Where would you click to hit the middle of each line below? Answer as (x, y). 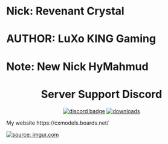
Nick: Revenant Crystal (66, 11)
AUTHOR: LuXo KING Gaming (81, 39)
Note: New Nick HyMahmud (78, 66)
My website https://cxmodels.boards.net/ (57, 123)
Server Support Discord (102, 94)
